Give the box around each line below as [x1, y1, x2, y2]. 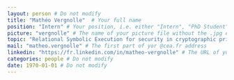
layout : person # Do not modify [7, 10, 101, 17]
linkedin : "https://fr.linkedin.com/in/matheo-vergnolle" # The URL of [7, 49, 219, 56]
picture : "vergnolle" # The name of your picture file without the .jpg [7, 29, 223, 37]
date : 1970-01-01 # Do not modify [7, 62, 108, 69]
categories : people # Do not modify [7, 56, 114, 63]
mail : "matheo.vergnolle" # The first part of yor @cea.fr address [7, 42, 208, 49]
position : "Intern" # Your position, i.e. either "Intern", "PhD [7, 23, 201, 30]
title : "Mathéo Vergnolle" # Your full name [7, 17, 141, 24]
